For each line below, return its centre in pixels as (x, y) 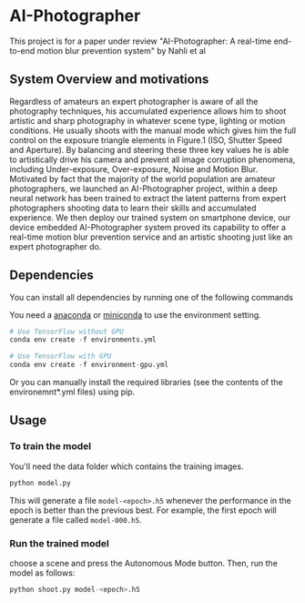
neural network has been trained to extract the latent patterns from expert (148, 198)
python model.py (40, 483)
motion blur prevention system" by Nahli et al (122, 50)
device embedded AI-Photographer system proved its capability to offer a (148, 227)
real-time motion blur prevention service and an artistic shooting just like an (151, 237)
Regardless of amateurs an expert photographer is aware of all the (134, 101)
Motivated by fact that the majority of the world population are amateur (142, 179)
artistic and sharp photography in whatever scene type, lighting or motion (147, 120)
